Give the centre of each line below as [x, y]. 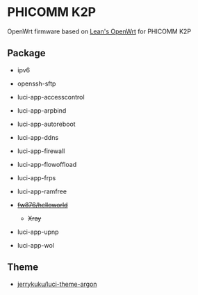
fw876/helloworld [42, 205]
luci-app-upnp [38, 232]
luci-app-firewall [41, 151]
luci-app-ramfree [42, 191]
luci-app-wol [35, 245]
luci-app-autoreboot [46, 124]
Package [27, 53]
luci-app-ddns [38, 137]
